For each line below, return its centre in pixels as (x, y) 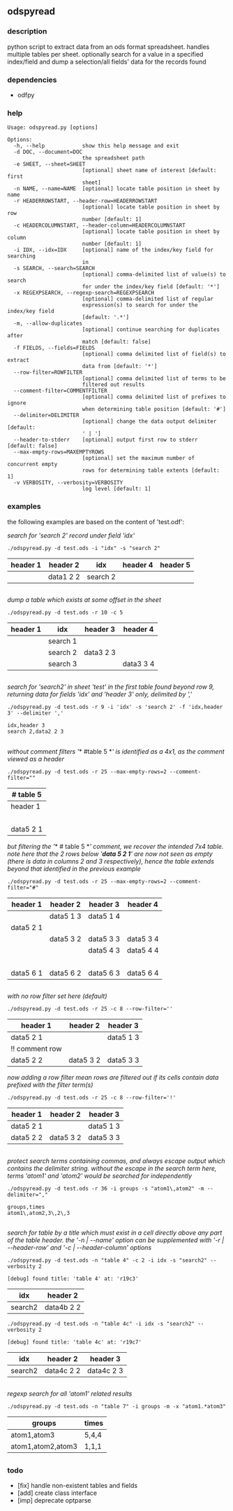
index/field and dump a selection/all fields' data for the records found (107, 62)
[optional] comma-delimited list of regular (148, 299)
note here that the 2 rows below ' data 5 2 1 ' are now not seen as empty (110, 854)
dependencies (32, 80)
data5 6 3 (104, 973)
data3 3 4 (138, 663)
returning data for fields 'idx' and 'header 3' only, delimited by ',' (100, 694)
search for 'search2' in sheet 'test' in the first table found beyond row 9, (111, 687)
